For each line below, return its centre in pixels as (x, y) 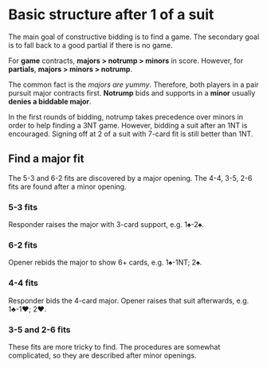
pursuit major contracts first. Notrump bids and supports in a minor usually (132, 92)
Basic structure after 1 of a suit (111, 15)
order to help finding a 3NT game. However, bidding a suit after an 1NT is (128, 125)
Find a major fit (46, 159)
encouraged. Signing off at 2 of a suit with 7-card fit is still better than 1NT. (131, 134)
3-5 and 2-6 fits (39, 330)
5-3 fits (23, 207)
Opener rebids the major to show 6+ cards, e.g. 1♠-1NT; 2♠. (105, 262)
